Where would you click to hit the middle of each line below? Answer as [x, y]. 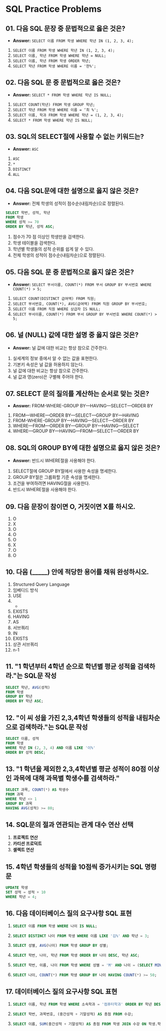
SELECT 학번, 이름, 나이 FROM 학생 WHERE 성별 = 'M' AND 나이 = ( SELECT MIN [87, 965]
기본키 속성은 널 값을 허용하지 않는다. [48, 364]
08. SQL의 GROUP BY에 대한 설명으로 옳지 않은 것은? [83, 448]
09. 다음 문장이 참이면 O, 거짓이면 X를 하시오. [71, 507]
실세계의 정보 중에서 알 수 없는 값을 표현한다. [55, 358]
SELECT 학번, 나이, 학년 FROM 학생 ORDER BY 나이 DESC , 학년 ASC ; [76, 956]
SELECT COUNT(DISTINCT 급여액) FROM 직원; [54, 299]
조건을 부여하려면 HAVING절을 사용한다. [51, 483]
